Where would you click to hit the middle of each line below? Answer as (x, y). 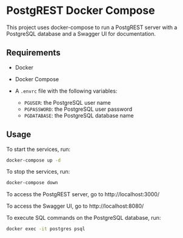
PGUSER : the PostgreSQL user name (67, 102)
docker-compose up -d (34, 160)
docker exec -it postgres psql (46, 229)
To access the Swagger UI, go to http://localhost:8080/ (75, 206)
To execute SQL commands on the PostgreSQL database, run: (84, 218)
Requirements (33, 53)
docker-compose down (32, 183)
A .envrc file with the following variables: (66, 91)
